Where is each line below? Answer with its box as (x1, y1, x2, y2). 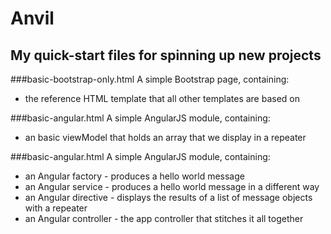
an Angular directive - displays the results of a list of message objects (24, 192, 313, 203)
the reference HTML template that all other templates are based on (24, 93, 300, 104)
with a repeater (24, 202, 88, 214)
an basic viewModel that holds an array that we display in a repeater (24, 132, 307, 143)
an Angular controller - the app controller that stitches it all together (24, 213, 304, 224)
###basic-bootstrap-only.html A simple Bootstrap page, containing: (10, 73, 290, 85)
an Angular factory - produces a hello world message (24, 170, 245, 182)
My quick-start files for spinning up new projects (10, 47, 322, 64)
